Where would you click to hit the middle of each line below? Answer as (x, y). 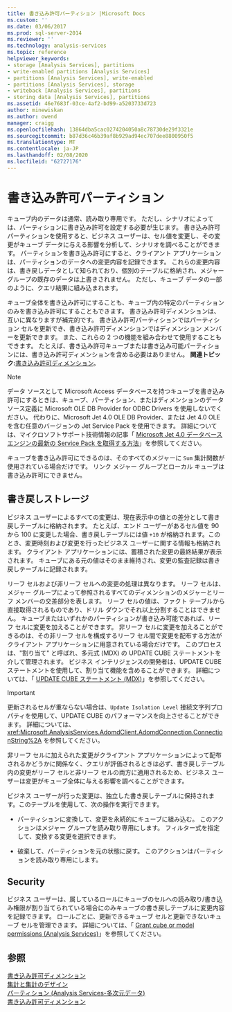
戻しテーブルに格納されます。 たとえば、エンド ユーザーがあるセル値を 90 (113, 525)
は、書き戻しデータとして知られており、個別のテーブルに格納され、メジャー (116, 270)
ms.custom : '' (28, 20)
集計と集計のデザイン (37, 984)
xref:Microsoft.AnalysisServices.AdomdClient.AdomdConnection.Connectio (115, 732)
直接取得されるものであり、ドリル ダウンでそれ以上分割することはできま (111, 609)
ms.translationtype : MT (42, 143)
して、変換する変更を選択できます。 (68, 836)
